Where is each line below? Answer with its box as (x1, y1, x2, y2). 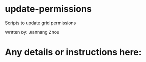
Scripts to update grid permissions (5, 20, 76, 26)
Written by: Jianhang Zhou (5, 29, 60, 35)
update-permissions (5, 3, 92, 15)
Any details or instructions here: (5, 47, 142, 58)
